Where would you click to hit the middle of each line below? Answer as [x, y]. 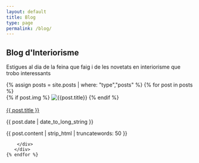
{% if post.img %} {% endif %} [63, 98]
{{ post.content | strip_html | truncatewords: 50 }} [67, 133]
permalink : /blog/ [29, 28]
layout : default [26, 12]
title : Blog [21, 17]
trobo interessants [29, 73]
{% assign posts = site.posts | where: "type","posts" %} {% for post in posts [99, 85]
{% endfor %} [22, 155]
